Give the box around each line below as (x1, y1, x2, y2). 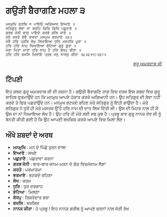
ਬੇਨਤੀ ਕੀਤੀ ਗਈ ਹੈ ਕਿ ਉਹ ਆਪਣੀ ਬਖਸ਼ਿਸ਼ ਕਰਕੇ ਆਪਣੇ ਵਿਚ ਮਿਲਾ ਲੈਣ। (5, 116, 126, 122)
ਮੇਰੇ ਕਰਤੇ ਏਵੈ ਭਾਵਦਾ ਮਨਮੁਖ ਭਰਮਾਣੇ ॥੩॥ (5, 35, 72, 40)
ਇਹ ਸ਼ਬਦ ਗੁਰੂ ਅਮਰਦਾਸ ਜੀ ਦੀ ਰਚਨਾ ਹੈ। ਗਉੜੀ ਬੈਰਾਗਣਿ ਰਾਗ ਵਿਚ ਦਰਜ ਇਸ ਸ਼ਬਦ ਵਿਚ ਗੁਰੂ (5, 88, 160, 94)
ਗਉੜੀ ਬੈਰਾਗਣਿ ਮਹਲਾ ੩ (5, 5, 85, 16)
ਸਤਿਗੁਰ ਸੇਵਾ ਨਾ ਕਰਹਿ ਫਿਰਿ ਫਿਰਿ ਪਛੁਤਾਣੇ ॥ (5, 26, 77, 31)
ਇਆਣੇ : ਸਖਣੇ (12, 150, 37, 156)
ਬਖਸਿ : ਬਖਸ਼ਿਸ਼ (12, 200, 39, 206)
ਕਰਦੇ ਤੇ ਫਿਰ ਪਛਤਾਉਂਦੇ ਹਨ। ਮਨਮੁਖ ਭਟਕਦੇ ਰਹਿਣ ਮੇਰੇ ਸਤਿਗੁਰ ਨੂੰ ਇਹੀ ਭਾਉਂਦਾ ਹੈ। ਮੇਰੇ (5, 100, 148, 106)
